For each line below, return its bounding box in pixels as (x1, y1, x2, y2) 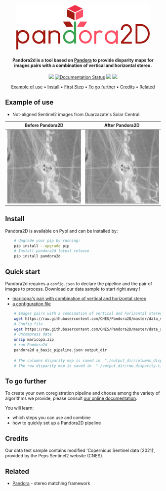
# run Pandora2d (14, 342, 48, 348)
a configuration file (12, 301, 51, 307)
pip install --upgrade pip (14, 243, 70, 248)
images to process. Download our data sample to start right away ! (5, 286, 141, 292)
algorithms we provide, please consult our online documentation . (5, 395, 137, 401)
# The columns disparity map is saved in (14, 358, 100, 363)
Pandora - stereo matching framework (12, 481, 90, 487)
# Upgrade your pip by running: (14, 238, 81, 243)
